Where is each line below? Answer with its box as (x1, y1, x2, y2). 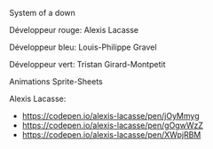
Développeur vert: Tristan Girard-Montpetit (9, 59, 166, 69)
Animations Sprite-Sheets (9, 76, 104, 87)
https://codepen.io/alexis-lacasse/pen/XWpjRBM (21, 129, 201, 140)
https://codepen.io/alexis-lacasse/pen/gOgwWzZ (21, 120, 204, 130)
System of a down (9, 8, 75, 18)
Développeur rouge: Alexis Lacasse (9, 25, 139, 35)
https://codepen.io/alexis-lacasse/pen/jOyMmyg (21, 111, 200, 121)
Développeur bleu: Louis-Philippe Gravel (9, 42, 157, 52)
